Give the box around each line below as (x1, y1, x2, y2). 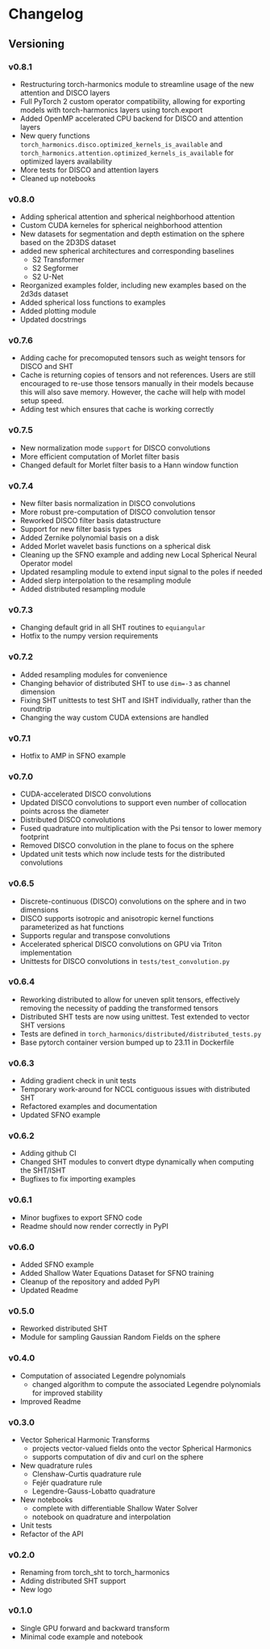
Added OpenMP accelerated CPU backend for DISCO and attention (19, 114, 243, 123)
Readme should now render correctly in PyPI (19, 1221, 169, 1231)
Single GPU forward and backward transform (19, 1623, 170, 1633)
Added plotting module (19, 306, 97, 316)
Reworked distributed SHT (19, 1323, 108, 1334)
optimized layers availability (19, 156, 113, 166)
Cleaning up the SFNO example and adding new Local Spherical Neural (19, 550, 257, 560)
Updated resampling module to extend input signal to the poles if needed (19, 567, 263, 577)
